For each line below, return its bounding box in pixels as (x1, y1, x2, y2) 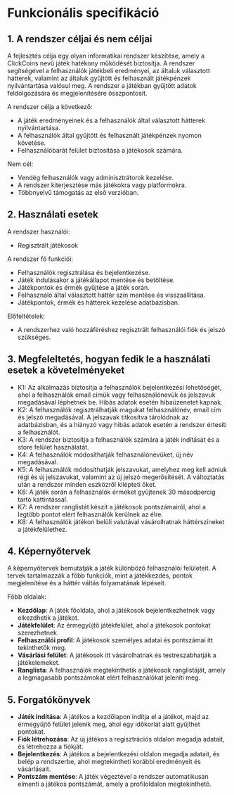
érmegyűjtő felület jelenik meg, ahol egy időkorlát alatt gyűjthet (17, 720, 200, 729)
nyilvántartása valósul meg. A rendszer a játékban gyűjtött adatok (7, 82, 197, 89)
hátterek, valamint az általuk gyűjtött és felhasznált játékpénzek (7, 74, 191, 82)
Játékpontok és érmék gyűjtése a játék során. (17, 283, 150, 291)
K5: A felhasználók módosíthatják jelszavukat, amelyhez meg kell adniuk (17, 465, 227, 473)
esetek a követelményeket (7, 364, 125, 376)
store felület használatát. (17, 443, 89, 451)
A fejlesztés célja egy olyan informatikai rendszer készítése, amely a (7, 51, 205, 60)
